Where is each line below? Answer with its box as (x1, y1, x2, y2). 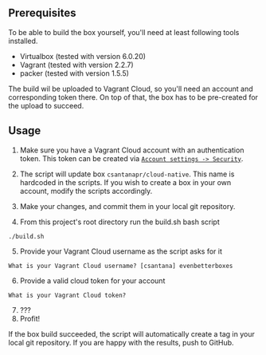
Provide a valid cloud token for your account (19, 275, 166, 286)
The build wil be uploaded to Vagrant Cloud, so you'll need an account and (8, 84, 253, 93)
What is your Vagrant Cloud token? (8, 291, 127, 299)
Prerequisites (8, 6, 76, 20)
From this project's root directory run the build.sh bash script (19, 217, 221, 227)
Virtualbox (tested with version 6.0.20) (19, 51, 146, 61)
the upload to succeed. (8, 101, 84, 110)
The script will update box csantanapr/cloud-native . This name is (19, 169, 235, 179)
